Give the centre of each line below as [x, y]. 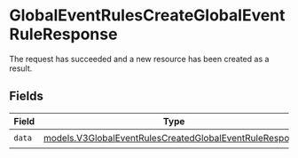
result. [21, 68]
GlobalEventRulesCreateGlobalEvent [147, 16]
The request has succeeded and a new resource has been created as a [139, 59]
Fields [27, 96]
